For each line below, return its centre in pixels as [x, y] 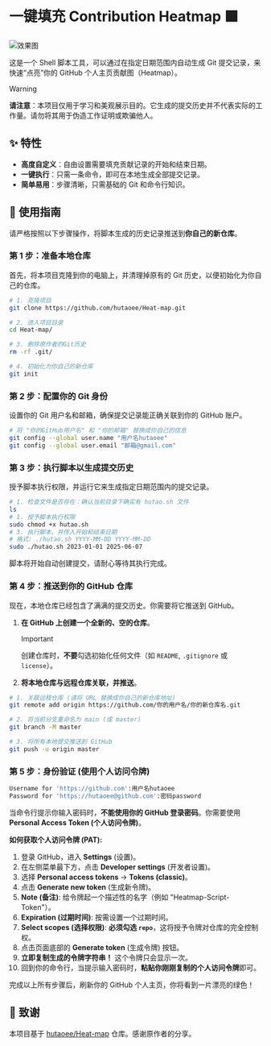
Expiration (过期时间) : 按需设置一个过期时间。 [96, 917]
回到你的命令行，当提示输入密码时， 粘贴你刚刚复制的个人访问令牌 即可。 [140, 967]
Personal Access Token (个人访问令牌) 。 [77, 822]
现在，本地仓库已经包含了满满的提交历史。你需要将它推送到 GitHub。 [124, 605]
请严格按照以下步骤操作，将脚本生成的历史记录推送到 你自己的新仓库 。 [125, 233]
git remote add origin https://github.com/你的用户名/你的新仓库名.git [125, 705]
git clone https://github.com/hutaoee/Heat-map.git [97, 308]
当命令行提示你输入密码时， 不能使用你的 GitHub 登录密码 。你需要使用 [125, 812]
